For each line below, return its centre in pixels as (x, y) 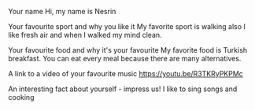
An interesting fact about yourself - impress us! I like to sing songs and (123, 89)
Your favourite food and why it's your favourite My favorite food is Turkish (128, 50)
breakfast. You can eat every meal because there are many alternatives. (125, 59)
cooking (21, 97)
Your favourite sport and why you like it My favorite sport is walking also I (127, 26)
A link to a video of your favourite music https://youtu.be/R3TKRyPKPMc (126, 73)
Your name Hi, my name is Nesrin (62, 11)
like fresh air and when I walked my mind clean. (85, 35)
